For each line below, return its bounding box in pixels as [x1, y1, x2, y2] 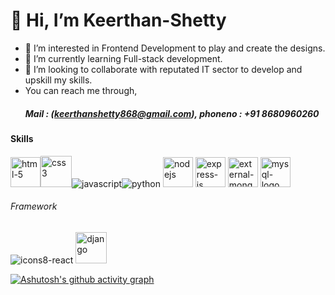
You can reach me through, [24, 84, 138, 96]
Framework [10, 200, 58, 213]
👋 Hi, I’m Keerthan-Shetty [10, 9, 227, 32]
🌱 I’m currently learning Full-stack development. [24, 52, 223, 64]
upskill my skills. [24, 74, 93, 86]
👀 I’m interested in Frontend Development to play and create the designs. [24, 42, 326, 54]
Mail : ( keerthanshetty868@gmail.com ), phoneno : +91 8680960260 [24, 107, 320, 119]
